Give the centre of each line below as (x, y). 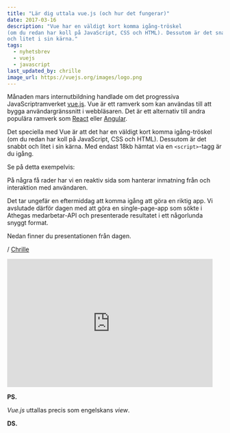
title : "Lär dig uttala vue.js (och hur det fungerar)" (88, 13)
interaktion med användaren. (48, 188)
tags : (15, 45)
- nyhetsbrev (32, 52)
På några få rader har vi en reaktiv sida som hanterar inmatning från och (109, 180)
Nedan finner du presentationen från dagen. (69, 236)
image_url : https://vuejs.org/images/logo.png (75, 77)
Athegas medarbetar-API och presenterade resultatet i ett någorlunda (105, 215)
